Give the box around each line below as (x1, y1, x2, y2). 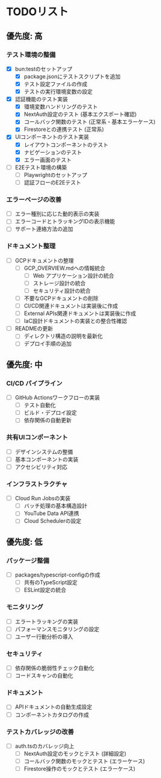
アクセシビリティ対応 (14, 463, 68, 470)
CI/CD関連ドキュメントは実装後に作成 (23, 302, 118, 310)
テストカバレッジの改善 (6, 727, 74, 736)
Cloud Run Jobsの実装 (14, 495, 71, 502)
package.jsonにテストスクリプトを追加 (23, 72, 121, 80)
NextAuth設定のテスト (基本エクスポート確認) (23, 110, 137, 118)
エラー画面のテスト (23, 156, 72, 163)
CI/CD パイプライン (6, 379, 62, 387)
